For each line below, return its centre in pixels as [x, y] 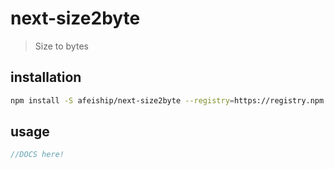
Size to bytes [61, 46]
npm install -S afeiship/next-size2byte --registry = [122, 100]
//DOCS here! [37, 155]
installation [46, 77]
